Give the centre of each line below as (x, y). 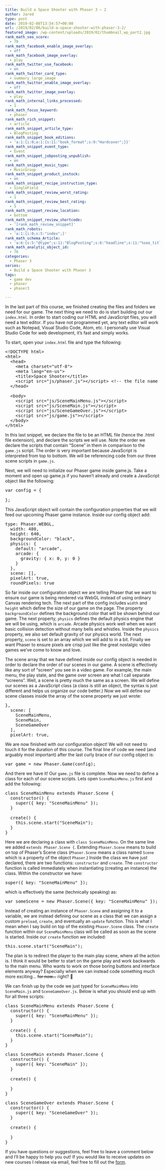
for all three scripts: (25, 996)
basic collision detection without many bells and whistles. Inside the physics (82, 629)
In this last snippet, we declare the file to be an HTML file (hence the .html (80, 435)
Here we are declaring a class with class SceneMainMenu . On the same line (80, 842)
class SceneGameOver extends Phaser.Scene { (60, 1103)
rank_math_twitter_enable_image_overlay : (48, 83)
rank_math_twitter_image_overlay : (41, 92)
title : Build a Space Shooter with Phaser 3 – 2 (56, 10)
